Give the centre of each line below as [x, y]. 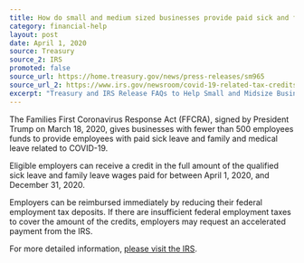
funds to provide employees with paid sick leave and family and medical [144, 138]
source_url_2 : [36, 85]
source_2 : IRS [36, 60]
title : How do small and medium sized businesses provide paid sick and [149, 18]
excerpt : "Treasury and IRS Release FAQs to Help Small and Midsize [141, 93]
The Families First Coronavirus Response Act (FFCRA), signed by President [149, 119]
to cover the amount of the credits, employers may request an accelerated [148, 221]
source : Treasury [42, 52]
